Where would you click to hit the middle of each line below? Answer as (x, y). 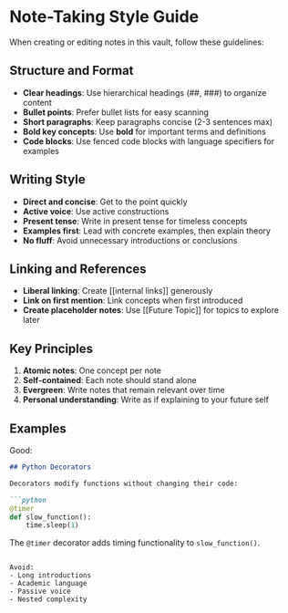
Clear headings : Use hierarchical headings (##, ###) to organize (144, 92)
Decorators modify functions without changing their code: (124, 483)
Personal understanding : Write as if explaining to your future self (145, 400)
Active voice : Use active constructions (96, 211)
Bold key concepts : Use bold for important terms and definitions (144, 131)
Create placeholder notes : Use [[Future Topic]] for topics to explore (151, 310)
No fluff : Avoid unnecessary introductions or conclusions (130, 240)
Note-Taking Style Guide (104, 17)
